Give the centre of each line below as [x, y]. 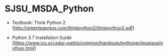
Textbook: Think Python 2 [39, 22]
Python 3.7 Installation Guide [42, 37]
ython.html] [24, 48]
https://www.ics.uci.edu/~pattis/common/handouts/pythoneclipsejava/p [89, 42]
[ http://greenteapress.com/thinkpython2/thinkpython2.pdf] [73, 27]
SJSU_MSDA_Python [49, 9]
